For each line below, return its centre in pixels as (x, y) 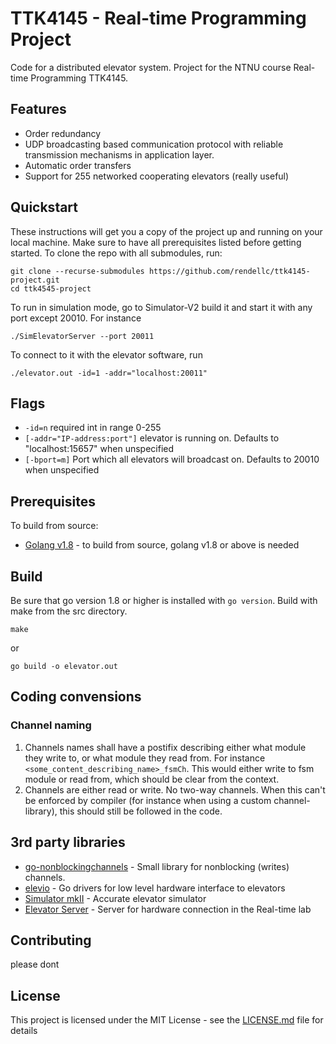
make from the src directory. (69, 611)
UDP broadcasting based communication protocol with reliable (154, 144)
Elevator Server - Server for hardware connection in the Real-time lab (168, 909)
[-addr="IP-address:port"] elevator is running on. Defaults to (152, 438)
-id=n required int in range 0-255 (93, 428)
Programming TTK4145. (79, 78)
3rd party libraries (68, 842)
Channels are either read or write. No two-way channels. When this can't (175, 789)
